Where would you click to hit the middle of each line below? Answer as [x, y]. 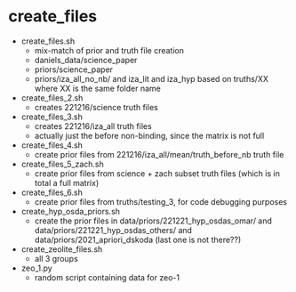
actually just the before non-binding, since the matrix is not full [149, 135]
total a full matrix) [67, 182]
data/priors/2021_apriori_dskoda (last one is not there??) [138, 239]
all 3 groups [56, 258]
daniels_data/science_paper [86, 60]
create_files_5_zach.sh [62, 164]
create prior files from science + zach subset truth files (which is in [157, 173]
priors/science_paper [73, 69]
